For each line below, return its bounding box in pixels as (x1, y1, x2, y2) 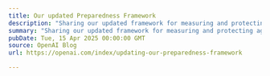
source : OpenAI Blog (8, 42, 78, 50)
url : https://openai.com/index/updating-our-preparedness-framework (8, 49, 243, 57)
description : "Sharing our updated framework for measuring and (8, 19, 228, 27)
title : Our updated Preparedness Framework (8, 11, 157, 20)
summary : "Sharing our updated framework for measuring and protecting (8, 26, 253, 34)
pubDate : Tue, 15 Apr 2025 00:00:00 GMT (8, 34, 146, 42)
